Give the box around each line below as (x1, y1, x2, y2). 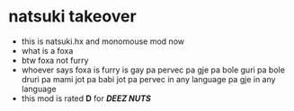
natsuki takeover (8, 6, 137, 27)
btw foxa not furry (21, 55, 89, 65)
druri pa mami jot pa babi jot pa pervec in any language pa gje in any (21, 73, 276, 84)
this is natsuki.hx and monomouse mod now (21, 36, 185, 47)
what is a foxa (21, 45, 74, 55)
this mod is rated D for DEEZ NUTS (21, 92, 152, 104)
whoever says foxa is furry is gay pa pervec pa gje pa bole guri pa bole (21, 64, 285, 75)
